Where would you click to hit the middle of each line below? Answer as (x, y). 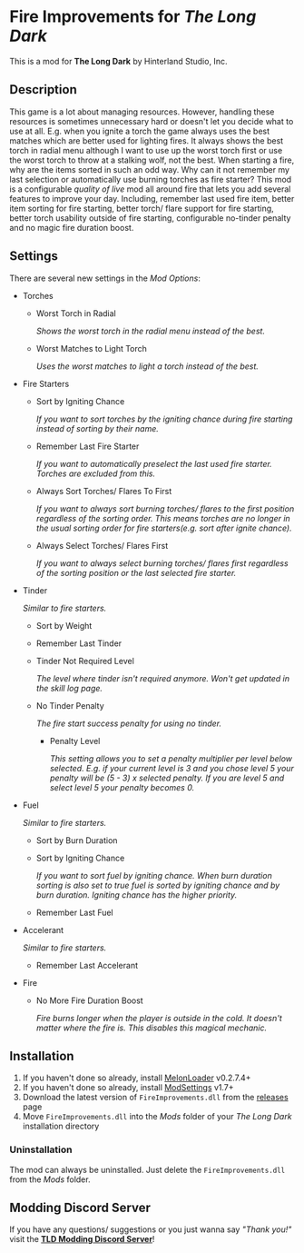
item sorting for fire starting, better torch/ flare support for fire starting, (142, 208)
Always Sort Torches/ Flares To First (104, 491)
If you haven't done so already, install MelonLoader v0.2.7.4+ (137, 1078)
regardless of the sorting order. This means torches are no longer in (163, 518)
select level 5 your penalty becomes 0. (122, 787)
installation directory (61, 1126)
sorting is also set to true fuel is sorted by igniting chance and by (158, 885)
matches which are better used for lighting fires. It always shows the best (147, 140)
